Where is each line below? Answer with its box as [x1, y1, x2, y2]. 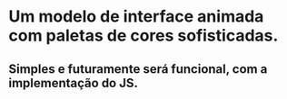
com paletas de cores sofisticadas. [8, 25, 279, 46]
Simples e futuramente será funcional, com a [8, 61, 268, 76]
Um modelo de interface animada [8, 6, 264, 27]
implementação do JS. [8, 75, 138, 91]
